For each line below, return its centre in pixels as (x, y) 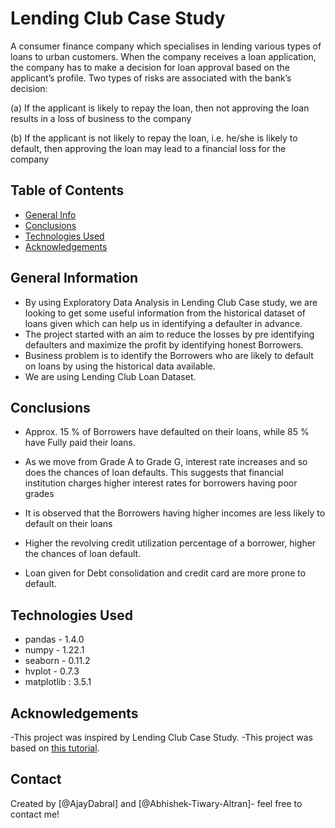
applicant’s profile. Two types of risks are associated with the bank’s (151, 78)
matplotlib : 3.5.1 (58, 682)
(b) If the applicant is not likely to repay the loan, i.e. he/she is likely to (154, 138)
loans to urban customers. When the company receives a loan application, (163, 56)
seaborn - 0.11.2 (57, 661)
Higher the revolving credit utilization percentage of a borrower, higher (170, 543)
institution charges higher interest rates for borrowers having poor (161, 483)
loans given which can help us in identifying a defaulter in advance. (163, 323)
